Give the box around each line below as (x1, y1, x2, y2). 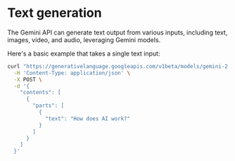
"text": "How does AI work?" (44, 115, 131, 122)
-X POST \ (13, 76, 42, 83)
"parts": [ (32, 102, 65, 110)
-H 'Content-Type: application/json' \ (13, 69, 131, 77)
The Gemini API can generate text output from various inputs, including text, (7, 28, 228, 37)
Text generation (7, 5, 102, 21)
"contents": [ (20, 89, 61, 96)
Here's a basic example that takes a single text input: (7, 49, 160, 58)
